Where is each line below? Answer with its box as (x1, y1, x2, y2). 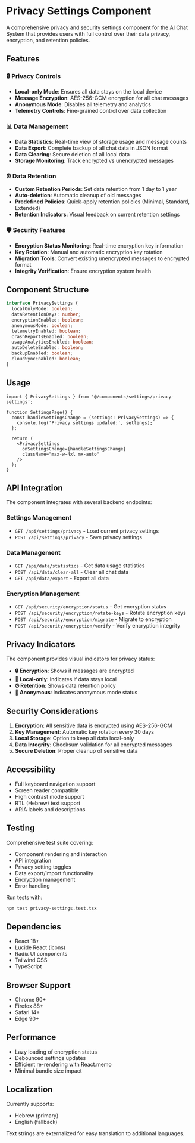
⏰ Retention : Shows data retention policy (14, 682, 116, 690)
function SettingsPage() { (6, 409, 73, 415)
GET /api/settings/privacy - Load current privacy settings (14, 527, 159, 535)
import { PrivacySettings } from (6, 394, 89, 400)
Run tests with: (6, 894, 43, 901)
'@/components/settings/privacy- (91, 394, 174, 400)
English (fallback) (14, 1118, 58, 1125)
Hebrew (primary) (14, 1111, 59, 1119)
